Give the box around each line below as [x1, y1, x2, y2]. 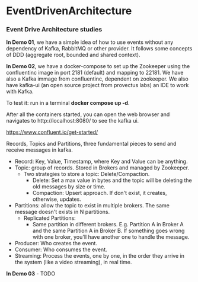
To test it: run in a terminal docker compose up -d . [6, 100, 130, 107]
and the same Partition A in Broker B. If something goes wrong [32, 227, 185, 235]
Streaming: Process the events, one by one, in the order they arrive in [14, 252, 185, 259]
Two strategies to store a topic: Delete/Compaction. [23, 171, 150, 178]
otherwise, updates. [32, 196, 81, 203]
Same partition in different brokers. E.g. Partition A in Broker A [32, 221, 184, 228]
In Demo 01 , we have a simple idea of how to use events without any [6, 39, 174, 46]
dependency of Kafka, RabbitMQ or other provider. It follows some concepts [6, 45, 193, 52]
